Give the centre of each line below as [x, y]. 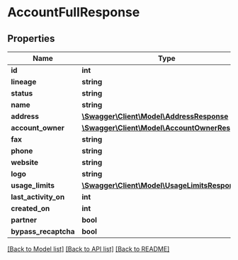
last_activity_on [38, 197]
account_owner [38, 128]
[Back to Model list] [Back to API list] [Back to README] [89, 249]
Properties [31, 39]
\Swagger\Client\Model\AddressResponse [155, 116]
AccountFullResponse [74, 12]
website [25, 162]
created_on [30, 208]
